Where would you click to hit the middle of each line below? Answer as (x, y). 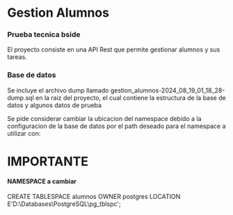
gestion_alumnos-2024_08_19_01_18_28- (168, 90)
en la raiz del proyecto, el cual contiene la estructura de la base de (131, 97)
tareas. (17, 57)
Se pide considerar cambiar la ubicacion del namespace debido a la (104, 118)
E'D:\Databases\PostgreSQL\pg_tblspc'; (64, 204)
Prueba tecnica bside (44, 35)
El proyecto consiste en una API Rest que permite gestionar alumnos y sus (114, 49)
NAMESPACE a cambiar (42, 181)
